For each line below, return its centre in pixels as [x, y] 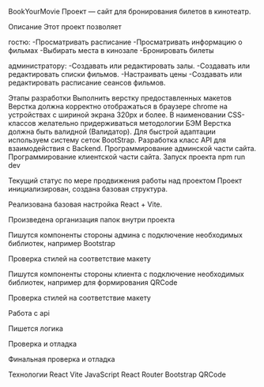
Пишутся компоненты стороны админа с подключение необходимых [126, 235]
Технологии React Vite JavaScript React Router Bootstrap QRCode [117, 374]
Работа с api [29, 313]
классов [22, 123]
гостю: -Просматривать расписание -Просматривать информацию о [125, 42]
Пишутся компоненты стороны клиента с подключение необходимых [126, 274]
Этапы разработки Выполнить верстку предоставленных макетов [120, 98]
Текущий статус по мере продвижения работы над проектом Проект [125, 180]
